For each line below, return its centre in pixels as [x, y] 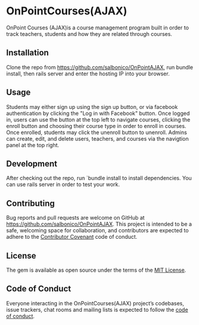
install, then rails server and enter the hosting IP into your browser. [88, 74]
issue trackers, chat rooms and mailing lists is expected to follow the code [97, 309]
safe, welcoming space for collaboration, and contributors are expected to [98, 230]
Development [32, 164]
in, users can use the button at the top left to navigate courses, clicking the [98, 119]
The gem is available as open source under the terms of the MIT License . [96, 270]
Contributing [30, 203]
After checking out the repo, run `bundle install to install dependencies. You [99, 178]
